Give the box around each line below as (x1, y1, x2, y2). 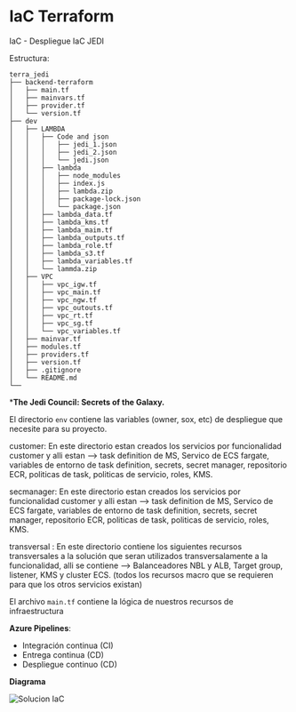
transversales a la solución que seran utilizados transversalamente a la (9, 550, 268, 561)
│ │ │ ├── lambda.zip (9, 187, 114, 196)
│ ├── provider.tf (9, 100, 86, 110)
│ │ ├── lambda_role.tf (9, 241, 114, 250)
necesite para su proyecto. (9, 423, 108, 434)
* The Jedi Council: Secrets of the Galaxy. (9, 396, 165, 407)
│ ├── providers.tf (9, 349, 90, 359)
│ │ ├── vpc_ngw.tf (9, 295, 98, 304)
